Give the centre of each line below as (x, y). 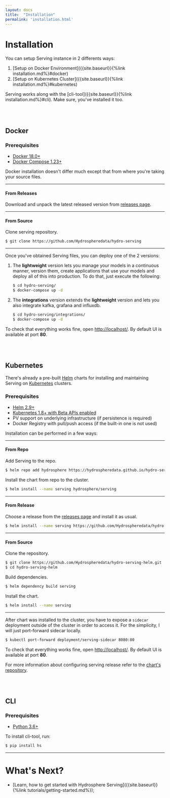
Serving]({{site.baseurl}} (132, 785)
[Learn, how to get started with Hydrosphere (59, 785)
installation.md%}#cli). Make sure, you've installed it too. (65, 100)
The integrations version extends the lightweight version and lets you (86, 300)
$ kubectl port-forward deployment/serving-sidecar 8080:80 (70, 640)
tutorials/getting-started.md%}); (61, 790)
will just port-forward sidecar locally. (44, 630)
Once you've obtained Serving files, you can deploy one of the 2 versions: (82, 256)
